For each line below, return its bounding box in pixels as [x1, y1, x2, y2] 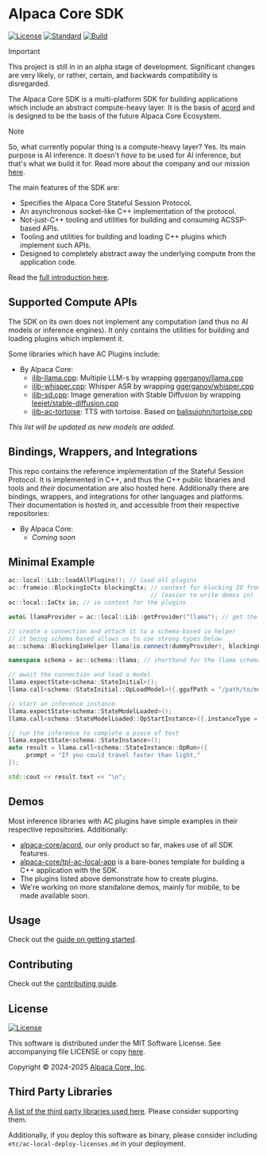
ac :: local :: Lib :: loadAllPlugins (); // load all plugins [8, 576, 197, 584]
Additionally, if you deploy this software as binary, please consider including [8, 1130, 257, 1139]
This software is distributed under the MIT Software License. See [8, 1038, 221, 1048]
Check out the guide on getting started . [8, 935, 137, 945]
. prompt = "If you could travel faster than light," [22, 751, 201, 759]
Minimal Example [8, 555, 95, 568]
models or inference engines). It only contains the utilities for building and [8, 325, 250, 335]
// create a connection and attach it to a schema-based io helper [8, 627, 237, 635]
